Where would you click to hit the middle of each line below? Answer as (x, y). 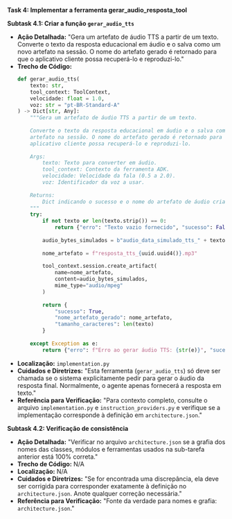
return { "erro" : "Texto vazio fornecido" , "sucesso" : (134, 228)
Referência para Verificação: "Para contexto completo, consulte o (112, 400)
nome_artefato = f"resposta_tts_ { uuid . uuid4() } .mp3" (120, 253)
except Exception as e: (64, 343)
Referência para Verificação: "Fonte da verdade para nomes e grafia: (117, 501)
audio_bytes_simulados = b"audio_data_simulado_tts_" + (125, 240)
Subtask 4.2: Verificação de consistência (68, 428)
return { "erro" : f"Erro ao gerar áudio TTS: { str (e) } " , (125, 350)
